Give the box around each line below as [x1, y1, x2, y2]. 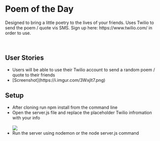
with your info [12, 115, 40, 120]
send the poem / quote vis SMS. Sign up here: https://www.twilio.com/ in [5, 24, 153, 30]
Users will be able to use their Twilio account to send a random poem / [12, 67, 155, 72]
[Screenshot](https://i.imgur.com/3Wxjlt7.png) [12, 77, 106, 83]
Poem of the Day [5, 3, 74, 15]
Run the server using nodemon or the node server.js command [12, 130, 139, 136]
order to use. [5, 30, 31, 36]
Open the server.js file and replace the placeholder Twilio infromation [12, 109, 152, 116]
